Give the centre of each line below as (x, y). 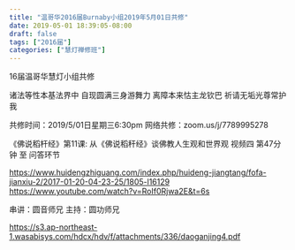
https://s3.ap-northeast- (53, 227)
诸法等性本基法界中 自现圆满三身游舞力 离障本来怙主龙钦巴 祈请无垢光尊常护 (148, 95)
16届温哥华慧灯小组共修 (52, 77)
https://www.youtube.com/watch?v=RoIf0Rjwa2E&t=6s (110, 192)
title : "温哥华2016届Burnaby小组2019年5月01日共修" (99, 17)
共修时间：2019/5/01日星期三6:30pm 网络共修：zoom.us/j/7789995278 (139, 125)
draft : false (33, 34)
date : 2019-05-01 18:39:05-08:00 (71, 26)
